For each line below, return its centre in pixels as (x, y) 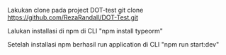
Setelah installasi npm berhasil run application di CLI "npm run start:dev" (113, 44)
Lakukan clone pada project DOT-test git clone (75, 10)
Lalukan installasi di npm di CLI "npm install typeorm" (85, 31)
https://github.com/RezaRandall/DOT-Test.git (73, 17)
